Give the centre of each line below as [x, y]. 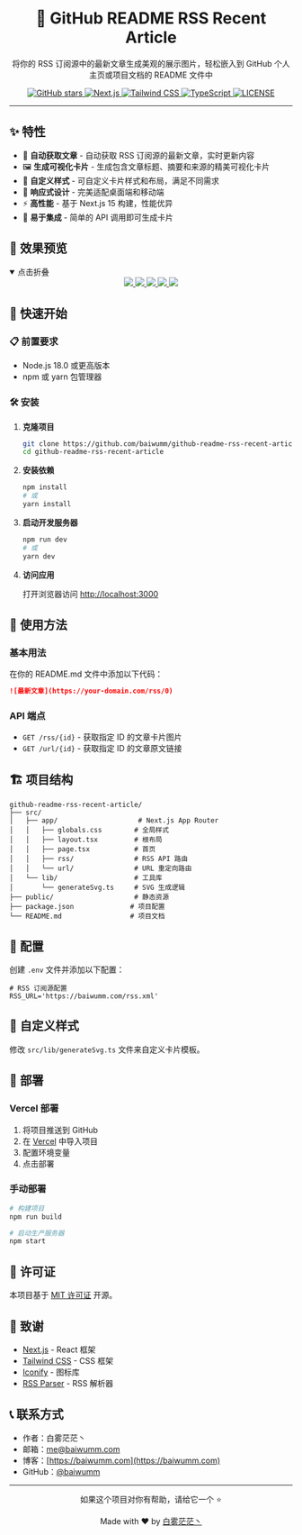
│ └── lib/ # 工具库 [86, 878]
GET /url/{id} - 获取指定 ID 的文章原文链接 [102, 749]
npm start [28, 1241]
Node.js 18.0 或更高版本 [66, 366]
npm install [44, 487]
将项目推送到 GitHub [60, 1130]
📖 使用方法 [38, 625]
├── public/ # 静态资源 [89, 897]
